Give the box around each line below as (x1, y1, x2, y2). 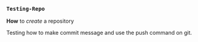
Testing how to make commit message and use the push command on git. (6, 29, 193, 37)
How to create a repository (6, 17, 75, 25)
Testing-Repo (6, 5, 45, 12)
